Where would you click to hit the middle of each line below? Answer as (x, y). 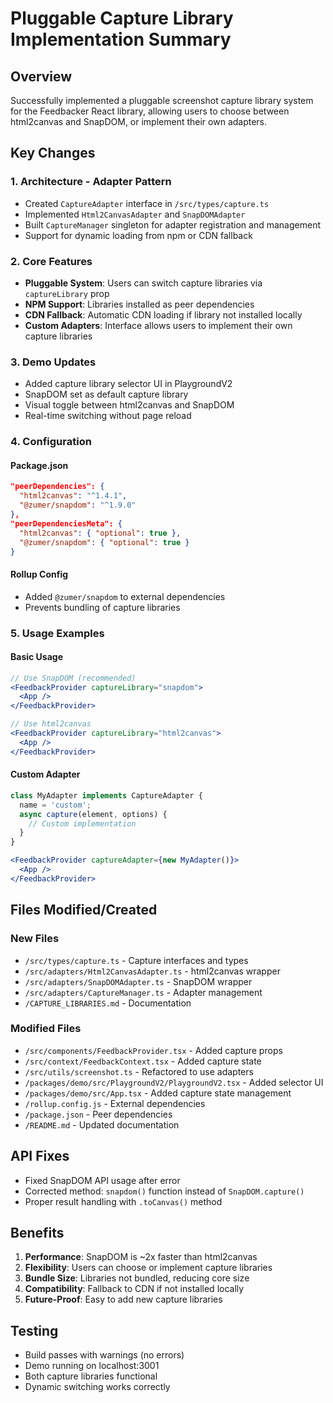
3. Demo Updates (53, 362)
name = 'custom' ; (55, 805)
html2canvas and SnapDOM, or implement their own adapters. (139, 121)
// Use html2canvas (51, 724)
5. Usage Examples (57, 633)
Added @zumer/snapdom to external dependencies (125, 596)
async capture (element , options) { (93, 814)
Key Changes (53, 153)
